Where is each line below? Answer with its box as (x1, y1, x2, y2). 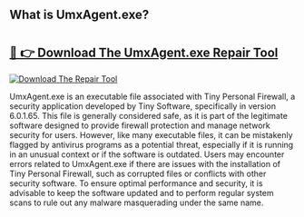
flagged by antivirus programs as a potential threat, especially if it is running (9, 140, 294, 150)
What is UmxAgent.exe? (9, 7, 150, 23)
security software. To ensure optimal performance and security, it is (9, 178, 263, 189)
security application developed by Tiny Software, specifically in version (9, 101, 277, 112)
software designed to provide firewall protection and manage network (9, 120, 270, 131)
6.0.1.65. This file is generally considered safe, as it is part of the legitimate (9, 111, 289, 121)
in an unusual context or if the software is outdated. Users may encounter (9, 149, 285, 160)
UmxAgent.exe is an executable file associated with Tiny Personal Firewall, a (9, 91, 296, 102)
